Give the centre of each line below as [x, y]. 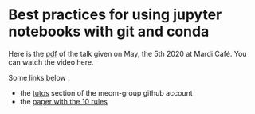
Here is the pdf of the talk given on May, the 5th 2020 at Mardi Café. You [127, 53]
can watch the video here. [51, 62]
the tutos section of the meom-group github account [106, 92]
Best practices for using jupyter [115, 15]
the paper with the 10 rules [63, 101]
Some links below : [39, 77]
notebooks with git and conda [109, 31]
